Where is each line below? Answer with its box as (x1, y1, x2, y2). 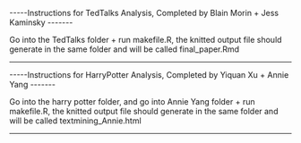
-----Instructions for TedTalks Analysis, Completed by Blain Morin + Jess (9, 8, 279, 18)
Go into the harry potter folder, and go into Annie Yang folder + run (9, 97, 255, 106)
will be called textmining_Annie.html (9, 115, 142, 126)
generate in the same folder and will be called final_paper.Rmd (9, 44, 240, 55)
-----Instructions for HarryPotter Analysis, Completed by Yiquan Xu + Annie (9, 70, 289, 80)
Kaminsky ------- (9, 17, 73, 28)
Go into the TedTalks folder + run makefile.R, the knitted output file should (9, 35, 282, 45)
